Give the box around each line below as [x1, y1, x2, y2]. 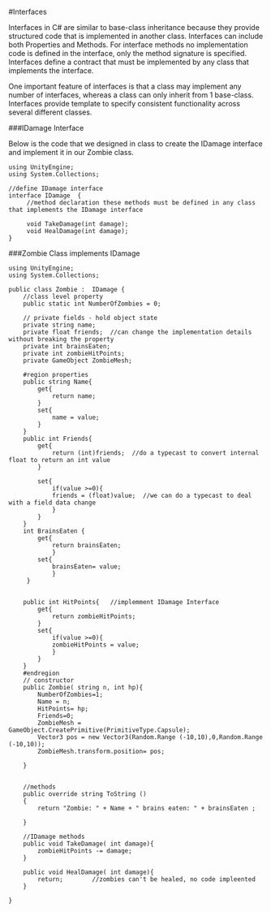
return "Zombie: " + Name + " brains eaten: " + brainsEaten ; [37, 804, 256, 812]
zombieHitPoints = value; [51, 641, 140, 649]
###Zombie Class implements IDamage [8, 249, 140, 258]
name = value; [51, 413, 100, 421]
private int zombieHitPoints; [23, 349, 126, 357]
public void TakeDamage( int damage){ [23, 840, 154, 848]
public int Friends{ [23, 434, 92, 443]
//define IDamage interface [8, 184, 104, 192]
